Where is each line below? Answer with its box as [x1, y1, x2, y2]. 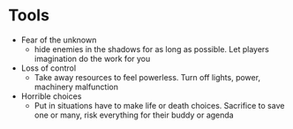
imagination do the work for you [34, 53, 151, 64]
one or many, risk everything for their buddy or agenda [34, 110, 235, 120]
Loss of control [20, 63, 77, 73]
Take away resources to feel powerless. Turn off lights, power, [34, 72, 261, 82]
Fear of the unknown [20, 34, 97, 45]
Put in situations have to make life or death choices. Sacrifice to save [34, 100, 285, 110]
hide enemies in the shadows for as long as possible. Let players [34, 43, 270, 54]
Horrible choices [20, 90, 82, 102]
